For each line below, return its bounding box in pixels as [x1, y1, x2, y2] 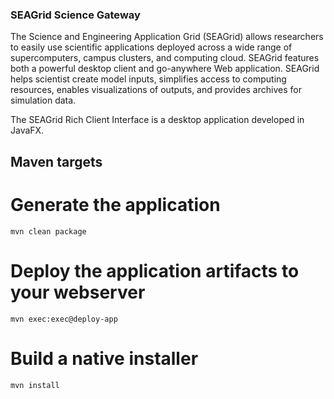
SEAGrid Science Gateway [10, 8, 141, 22]
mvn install [10, 380, 60, 390]
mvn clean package [10, 226, 87, 237]
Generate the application [10, 193, 221, 216]
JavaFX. [10, 124, 45, 137]
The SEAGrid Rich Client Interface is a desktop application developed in [10, 114, 305, 126]
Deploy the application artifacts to [10, 259, 300, 282]
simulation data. [10, 94, 77, 107]
